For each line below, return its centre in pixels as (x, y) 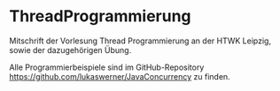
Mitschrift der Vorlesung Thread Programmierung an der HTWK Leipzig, (140, 41)
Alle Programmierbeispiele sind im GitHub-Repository (107, 67)
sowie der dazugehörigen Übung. (70, 49)
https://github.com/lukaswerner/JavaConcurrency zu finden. (120, 76)
